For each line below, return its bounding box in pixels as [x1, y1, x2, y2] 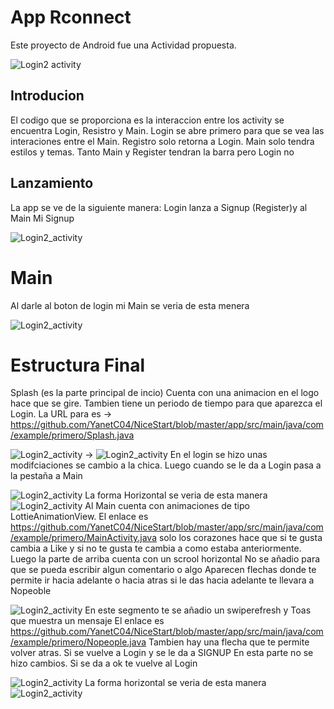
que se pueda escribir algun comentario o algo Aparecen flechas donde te [10, 564, 317, 576]
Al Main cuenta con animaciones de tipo [84, 500, 250, 512]
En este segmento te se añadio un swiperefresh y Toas [84, 604, 312, 616]
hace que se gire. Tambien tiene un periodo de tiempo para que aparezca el [10, 397, 323, 410]
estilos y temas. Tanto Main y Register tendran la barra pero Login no [10, 146, 295, 158]
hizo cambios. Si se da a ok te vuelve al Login [10, 657, 198, 670]
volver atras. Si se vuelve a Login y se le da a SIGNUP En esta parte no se [10, 647, 314, 659]
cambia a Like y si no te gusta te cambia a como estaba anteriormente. [10, 542, 302, 555]
